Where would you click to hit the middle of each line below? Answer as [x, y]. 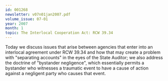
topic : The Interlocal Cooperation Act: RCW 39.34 [59, 33]
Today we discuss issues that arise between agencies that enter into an [79, 47]
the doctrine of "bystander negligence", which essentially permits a [75, 63]
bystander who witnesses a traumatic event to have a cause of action [77, 68]
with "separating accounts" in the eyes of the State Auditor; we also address [84, 57]
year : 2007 [17, 24]
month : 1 [14, 28]
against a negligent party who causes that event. [56, 73]
